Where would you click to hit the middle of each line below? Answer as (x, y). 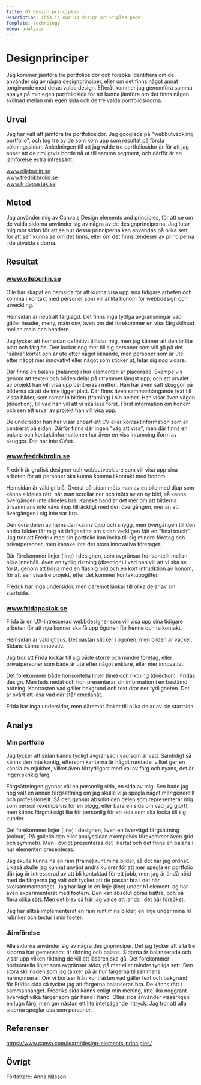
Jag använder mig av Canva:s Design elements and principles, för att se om (100, 217)
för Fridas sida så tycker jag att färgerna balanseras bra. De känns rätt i (94, 985)
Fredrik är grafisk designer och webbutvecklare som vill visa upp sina (92, 469)
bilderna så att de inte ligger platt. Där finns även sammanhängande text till (99, 391)
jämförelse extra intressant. (40, 159)
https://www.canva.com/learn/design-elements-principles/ (79, 1043)
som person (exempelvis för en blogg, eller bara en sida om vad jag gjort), (98, 805)
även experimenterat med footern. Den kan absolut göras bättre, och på (95, 893)
